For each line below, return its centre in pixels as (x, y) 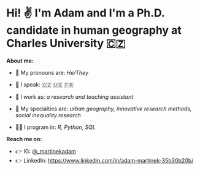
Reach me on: (24, 139)
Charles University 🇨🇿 (66, 43)
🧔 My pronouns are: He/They (52, 72)
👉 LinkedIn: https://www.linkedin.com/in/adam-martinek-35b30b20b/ (104, 160)
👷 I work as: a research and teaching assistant (74, 96)
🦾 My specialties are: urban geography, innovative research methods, (103, 109)
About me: (20, 61)
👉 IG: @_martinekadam (46, 151)
